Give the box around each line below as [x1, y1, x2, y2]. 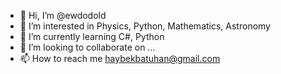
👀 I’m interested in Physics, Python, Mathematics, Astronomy [19, 20, 271, 32]
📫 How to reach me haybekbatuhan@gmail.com [19, 53, 221, 64]
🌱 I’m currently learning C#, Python [19, 31, 165, 42]
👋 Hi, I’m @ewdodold [19, 10, 107, 21]
